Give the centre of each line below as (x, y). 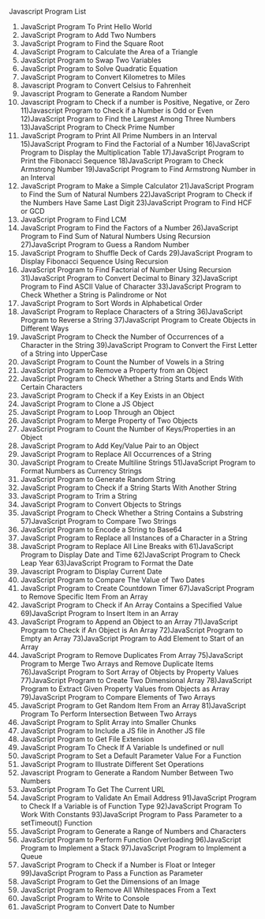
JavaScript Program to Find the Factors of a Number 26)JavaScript (129, 228)
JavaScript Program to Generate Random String (98, 479)
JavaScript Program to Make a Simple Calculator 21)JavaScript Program (137, 186)
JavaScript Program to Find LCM (73, 219)
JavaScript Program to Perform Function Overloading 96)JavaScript (131, 840)
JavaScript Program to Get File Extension (87, 739)
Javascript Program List (48, 11)
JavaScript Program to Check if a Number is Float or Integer (118, 865)
